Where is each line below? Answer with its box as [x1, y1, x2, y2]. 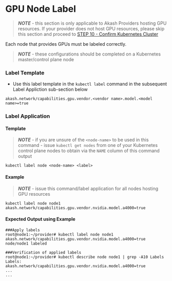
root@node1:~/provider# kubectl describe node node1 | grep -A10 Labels [5, 254, 164, 259]
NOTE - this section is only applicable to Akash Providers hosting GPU [17, 20, 167, 26]
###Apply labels [5, 227, 40, 233]
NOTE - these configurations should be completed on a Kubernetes [17, 51, 161, 57]
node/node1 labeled [5, 241, 47, 246]
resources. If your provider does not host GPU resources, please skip [17, 25, 165, 31]
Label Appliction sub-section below [12, 86, 88, 92]
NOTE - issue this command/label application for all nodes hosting [17, 185, 159, 192]
